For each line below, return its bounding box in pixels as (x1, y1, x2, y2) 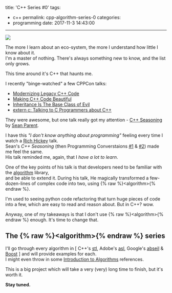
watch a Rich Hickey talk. (5, 138, 58, 143)
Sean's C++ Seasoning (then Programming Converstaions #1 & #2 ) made (5, 143, 160, 149)
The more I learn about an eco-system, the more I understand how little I (5, 44, 159, 50)
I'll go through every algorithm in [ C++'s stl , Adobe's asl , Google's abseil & (5, 245, 164, 251)
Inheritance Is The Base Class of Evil (12, 101, 90, 107)
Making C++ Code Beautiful (12, 96, 72, 102)
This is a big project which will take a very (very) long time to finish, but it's (5, 266, 163, 272)
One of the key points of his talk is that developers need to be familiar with (5, 164, 162, 170)
